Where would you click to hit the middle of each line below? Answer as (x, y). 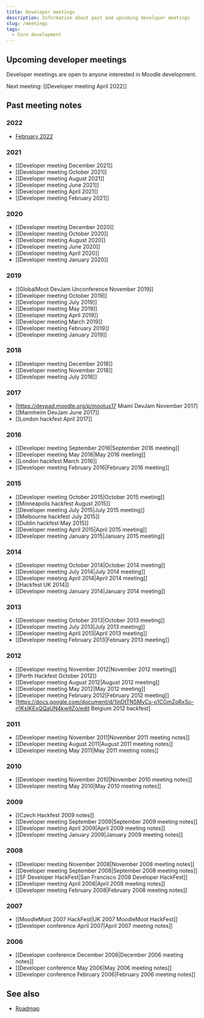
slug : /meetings (27, 23)
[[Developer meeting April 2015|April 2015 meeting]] (81, 529)
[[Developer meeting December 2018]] (64, 364)
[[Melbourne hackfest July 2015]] (57, 516)
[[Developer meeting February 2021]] (62, 198)
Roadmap (27, 1009)
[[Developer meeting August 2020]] (60, 240)
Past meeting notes (44, 106)
